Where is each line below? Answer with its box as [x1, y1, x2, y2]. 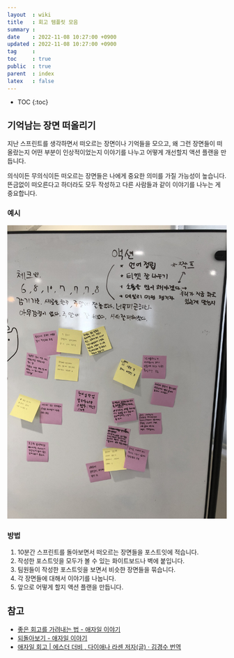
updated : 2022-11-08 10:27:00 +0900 [7, 41, 117, 48]
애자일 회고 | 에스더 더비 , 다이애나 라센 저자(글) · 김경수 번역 [17, 643, 182, 651]
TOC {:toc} [17, 98, 49, 106]
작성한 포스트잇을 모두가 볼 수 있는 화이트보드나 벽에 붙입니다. [17, 556, 185, 565]
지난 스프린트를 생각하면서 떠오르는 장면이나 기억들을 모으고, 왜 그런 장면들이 [7, 140, 216, 148]
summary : [7, 26, 36, 33]
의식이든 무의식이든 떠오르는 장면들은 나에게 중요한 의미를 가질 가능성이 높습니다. [7, 172, 227, 180]
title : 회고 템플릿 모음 [7, 18, 79, 26]
